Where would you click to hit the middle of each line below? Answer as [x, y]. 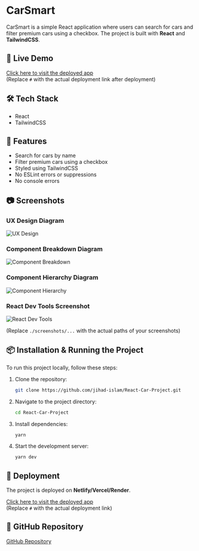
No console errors [37, 181]
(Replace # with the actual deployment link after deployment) [81, 79]
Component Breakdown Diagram [55, 249]
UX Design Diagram [35, 221]
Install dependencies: [41, 424]
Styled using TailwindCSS [47, 169]
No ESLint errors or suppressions [56, 175]
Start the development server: [52, 446]
